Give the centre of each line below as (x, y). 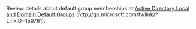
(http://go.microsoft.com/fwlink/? (117, 14)
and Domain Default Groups (40, 14)
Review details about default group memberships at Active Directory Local (98, 8)
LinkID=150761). (26, 21)
